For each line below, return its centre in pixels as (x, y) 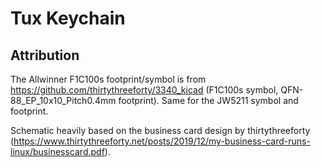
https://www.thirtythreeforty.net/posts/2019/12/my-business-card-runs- (162, 141)
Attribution (45, 55)
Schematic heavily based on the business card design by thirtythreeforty (160, 130)
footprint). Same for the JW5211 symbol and (208, 100)
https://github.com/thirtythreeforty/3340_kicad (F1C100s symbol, (144, 90)
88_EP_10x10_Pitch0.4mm (63, 100)
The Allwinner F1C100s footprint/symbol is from (108, 79)
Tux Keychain (68, 18)
